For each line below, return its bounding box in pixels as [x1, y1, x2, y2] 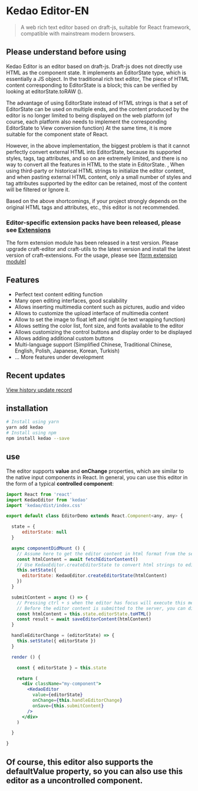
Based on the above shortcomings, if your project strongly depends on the [6, 197, 187, 204]
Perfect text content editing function [14, 290, 103, 298]
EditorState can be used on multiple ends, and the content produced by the [6, 105, 189, 113]
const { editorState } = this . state [16, 665, 107, 671]
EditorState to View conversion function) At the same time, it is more [6, 124, 172, 131]
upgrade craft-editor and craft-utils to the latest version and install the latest [6, 246, 190, 253]
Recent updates [6, 371, 66, 381]
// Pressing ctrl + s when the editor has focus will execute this [16, 600, 186, 606]
